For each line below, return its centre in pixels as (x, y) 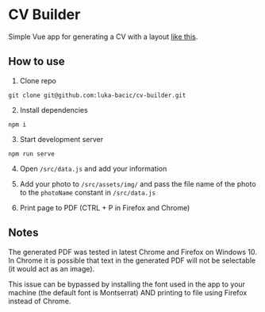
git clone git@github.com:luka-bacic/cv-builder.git (97, 95)
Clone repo (38, 80)
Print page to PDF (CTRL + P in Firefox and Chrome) (105, 207)
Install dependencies (54, 110)
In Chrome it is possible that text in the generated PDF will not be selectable (132, 260)
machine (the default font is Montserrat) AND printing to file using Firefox (128, 292)
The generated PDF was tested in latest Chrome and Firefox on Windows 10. (133, 252)
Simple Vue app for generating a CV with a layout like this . (103, 37)
